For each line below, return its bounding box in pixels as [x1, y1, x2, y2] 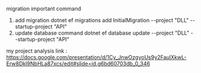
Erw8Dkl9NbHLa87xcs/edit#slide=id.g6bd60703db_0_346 [6, 60, 151, 67]
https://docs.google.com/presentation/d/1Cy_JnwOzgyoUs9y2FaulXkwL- [6, 54, 187, 60]
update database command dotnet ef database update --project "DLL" [14, 29, 190, 36]
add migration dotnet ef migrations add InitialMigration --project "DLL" [14, 17, 189, 23]
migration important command [6, 5, 81, 12]
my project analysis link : [6, 47, 68, 54]
